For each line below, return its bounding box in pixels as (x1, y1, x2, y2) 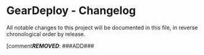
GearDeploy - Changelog (6, 4, 136, 18)
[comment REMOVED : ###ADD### (6, 42, 95, 50)
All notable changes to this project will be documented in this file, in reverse (6, 24, 198, 31)
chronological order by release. (6, 30, 86, 37)
